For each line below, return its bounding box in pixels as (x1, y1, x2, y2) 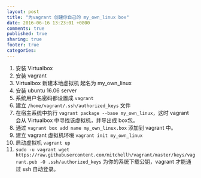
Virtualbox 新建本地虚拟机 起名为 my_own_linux (15, 79, 132, 86)
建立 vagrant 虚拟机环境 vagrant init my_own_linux (15, 132, 143, 139)
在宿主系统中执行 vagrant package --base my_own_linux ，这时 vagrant (15, 109, 189, 116)
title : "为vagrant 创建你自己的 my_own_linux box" (7, 14, 129, 20)
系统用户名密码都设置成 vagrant (15, 94, 94, 101)
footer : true (7, 42, 39, 48)
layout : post (7, 8, 39, 15)
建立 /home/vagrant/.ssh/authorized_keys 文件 (15, 102, 131, 109)
